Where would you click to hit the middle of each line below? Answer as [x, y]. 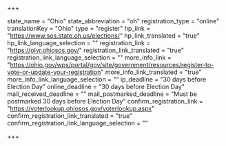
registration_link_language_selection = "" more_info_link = [89, 58]
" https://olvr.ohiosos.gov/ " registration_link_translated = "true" [96, 50]
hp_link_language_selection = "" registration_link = [79, 43]
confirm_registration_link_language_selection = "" [78, 123]
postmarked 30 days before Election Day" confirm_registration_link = [105, 101]
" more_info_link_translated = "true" [151, 72]
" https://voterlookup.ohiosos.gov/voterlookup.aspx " [81, 108]
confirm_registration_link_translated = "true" [70, 116]
